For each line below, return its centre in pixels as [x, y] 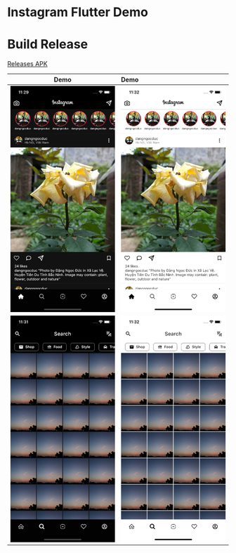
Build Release [48, 45]
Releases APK [27, 64]
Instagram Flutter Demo [78, 12]
